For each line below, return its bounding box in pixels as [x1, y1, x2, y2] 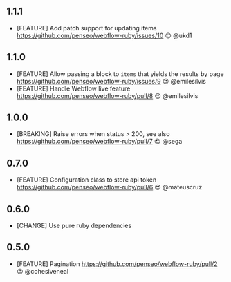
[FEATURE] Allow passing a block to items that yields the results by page [16, 69, 224, 78]
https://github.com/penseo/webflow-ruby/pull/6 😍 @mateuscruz [16, 183, 203, 191]
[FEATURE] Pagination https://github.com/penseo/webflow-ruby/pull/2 [16, 259, 219, 268]
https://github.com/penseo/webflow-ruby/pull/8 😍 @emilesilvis [16, 91, 198, 100]
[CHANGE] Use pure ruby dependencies [16, 221, 132, 230]
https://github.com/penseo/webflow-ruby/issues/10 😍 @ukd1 [16, 31, 192, 39]
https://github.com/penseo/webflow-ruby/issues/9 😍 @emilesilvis [16, 77, 207, 85]
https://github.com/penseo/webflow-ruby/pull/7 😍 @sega [16, 138, 183, 146]
